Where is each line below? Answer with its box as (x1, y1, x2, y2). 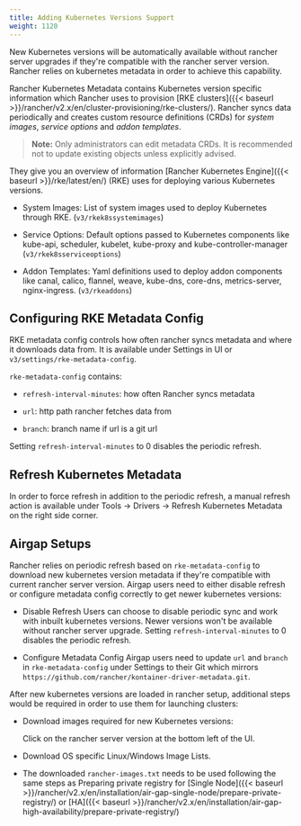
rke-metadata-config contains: (9, 371, 123, 382)
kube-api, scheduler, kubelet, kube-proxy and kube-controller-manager (22, 238, 288, 249)
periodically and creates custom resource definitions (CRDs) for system (9, 112, 275, 122)
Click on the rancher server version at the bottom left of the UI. (22, 732, 255, 743)
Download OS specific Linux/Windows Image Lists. (22, 750, 211, 761)
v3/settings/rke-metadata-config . (9, 354, 137, 364)
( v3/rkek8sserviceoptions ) (22, 248, 121, 259)
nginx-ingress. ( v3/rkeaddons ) (22, 284, 133, 295)
